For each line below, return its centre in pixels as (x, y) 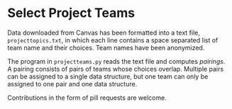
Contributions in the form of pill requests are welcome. (87, 98)
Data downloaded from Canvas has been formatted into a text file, (104, 33)
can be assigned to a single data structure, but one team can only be (108, 76)
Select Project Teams (71, 13)
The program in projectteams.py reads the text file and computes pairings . (116, 61)
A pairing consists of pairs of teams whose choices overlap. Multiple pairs (116, 69)
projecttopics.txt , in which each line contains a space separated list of (113, 40)
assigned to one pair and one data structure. (72, 84)
